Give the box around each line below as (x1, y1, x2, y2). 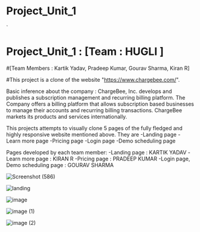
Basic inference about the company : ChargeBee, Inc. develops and (6, 88, 172, 95)
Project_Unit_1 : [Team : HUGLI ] (6, 45, 164, 58)
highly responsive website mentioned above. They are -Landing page (6, 131, 177, 138)
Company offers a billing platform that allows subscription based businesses (6, 100, 194, 107)
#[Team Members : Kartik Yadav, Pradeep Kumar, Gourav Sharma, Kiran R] (6, 64, 190, 72)
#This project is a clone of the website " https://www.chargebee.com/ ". (6, 76, 180, 83)
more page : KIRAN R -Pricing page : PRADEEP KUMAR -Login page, (21, 155, 190, 162)
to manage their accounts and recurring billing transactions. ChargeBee (6, 106, 182, 114)
